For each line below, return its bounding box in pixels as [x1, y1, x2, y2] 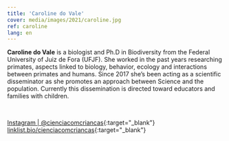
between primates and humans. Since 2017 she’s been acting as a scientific [7, 70, 221, 78]
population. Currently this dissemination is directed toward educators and [7, 85, 215, 93]
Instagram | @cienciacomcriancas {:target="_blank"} [7, 118, 155, 127]
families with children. [7, 92, 69, 100]
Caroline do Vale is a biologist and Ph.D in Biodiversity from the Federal [7, 48, 210, 56]
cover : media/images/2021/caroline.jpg [7, 17, 122, 23]
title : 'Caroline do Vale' [7, 10, 85, 17]
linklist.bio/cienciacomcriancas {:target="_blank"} [7, 126, 146, 134]
